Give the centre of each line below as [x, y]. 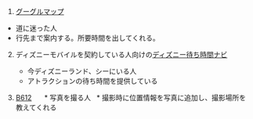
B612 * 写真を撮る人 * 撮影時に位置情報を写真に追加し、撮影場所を [131, 97]
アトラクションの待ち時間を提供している [92, 81]
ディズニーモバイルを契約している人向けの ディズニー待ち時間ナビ [121, 54]
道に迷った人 [36, 28]
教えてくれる [36, 107]
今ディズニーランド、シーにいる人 [82, 71]
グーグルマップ [40, 11]
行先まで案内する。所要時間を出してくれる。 [87, 38]
